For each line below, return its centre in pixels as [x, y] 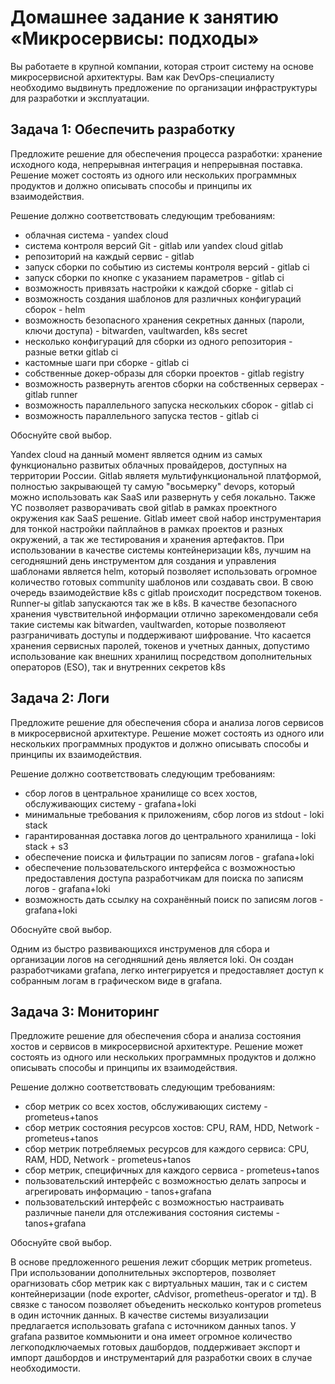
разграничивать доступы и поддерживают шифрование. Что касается [161, 635]
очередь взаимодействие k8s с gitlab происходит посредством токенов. [166, 592]
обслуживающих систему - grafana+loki [110, 803]
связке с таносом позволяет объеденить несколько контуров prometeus [166, 1305]
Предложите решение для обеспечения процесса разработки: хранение [166, 153]
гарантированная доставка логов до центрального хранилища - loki [170, 835]
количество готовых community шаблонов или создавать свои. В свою [162, 582]
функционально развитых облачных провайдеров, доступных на [149, 465]
